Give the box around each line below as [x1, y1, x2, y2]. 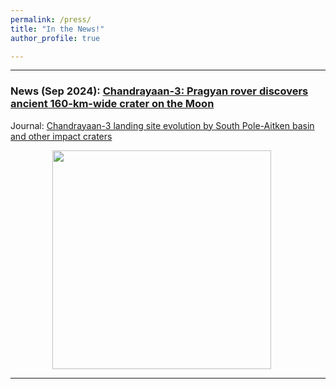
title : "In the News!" [10, 24, 105, 34]
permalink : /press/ [10, 14, 92, 25]
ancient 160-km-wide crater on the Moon [10, 97, 215, 111]
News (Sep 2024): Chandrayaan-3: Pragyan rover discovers [10, 84, 309, 98]
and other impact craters [10, 130, 113, 142]
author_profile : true [10, 33, 101, 43]
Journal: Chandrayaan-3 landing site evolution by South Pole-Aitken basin [10, 119, 315, 131]
